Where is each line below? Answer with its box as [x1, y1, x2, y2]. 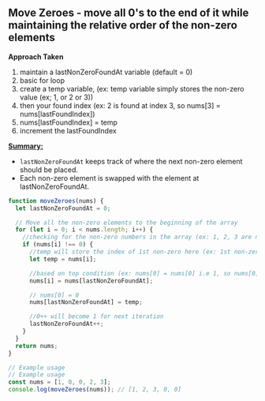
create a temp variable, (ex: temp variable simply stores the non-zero [19, 84, 244, 93]
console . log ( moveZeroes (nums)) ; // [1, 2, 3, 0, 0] [8, 386, 181, 394]
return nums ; [15, 342, 58, 350]
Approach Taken [8, 51, 64, 62]
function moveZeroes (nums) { [8, 197, 104, 204]
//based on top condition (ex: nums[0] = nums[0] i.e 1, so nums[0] [28, 269, 259, 277]
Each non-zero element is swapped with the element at [19, 173, 200, 182]
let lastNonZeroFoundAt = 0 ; [15, 204, 111, 212]
